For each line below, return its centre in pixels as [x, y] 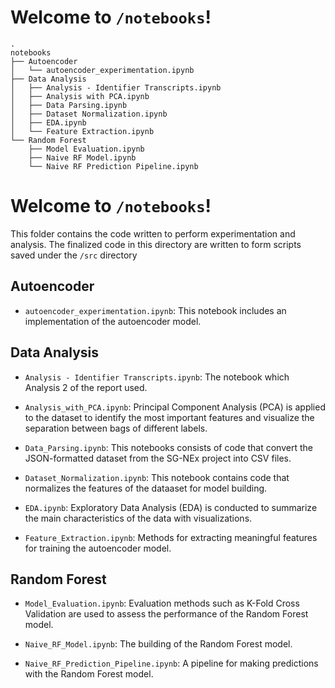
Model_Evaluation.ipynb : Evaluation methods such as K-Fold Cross [162, 603]
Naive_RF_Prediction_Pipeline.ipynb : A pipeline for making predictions [171, 663]
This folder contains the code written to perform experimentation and [153, 233]
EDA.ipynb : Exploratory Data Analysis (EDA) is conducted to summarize [171, 507]
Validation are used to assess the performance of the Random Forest [166, 614]
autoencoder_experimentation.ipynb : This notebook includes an [155, 310]
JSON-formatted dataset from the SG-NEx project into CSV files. [158, 458]
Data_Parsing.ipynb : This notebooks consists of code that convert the [168, 447]
